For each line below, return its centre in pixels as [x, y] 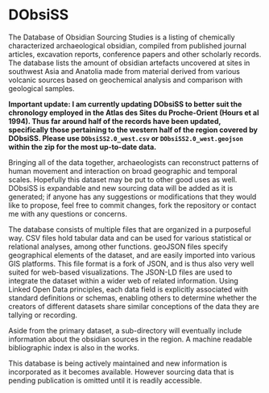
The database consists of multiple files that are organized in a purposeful [130, 229]
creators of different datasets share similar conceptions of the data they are [134, 306]
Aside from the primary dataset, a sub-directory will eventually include [125, 330]
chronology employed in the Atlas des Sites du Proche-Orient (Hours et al [134, 112]
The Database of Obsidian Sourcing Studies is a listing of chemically [122, 37]
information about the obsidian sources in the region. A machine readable [130, 339]
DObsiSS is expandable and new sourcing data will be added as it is [121, 188]
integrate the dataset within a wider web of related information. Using [124, 280]
